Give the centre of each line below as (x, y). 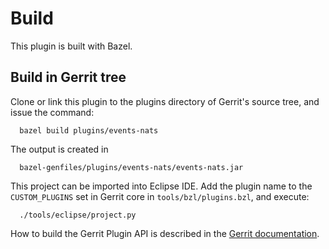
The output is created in (59, 149)
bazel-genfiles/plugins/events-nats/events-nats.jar (131, 167)
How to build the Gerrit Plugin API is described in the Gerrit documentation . (165, 233)
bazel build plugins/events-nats (89, 130)
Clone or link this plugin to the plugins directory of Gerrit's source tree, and (165, 101)
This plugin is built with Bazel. (71, 46)
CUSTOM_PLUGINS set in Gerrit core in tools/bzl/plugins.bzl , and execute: (160, 196)
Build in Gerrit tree (68, 77)
